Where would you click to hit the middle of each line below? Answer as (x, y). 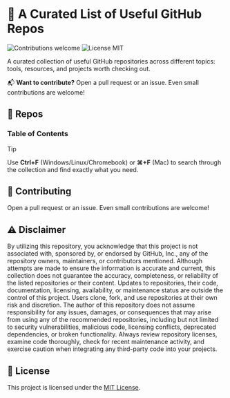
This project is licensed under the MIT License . (74, 388)
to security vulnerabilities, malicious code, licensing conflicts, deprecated (112, 327)
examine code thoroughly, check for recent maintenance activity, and (106, 342)
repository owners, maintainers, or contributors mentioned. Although (105, 261)
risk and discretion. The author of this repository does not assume (101, 305)
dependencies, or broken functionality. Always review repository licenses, (112, 334)
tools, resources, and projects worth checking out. (79, 68)
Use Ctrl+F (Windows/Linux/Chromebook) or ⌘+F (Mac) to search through (114, 162)
